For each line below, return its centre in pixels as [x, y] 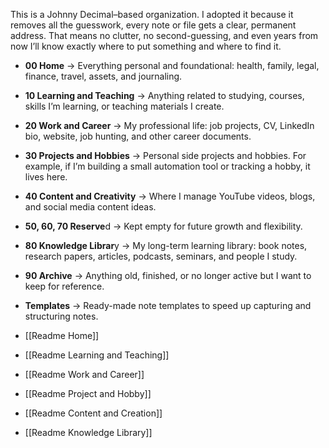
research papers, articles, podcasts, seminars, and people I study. [161, 256]
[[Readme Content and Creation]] [93, 413]
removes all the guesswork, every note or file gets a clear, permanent [153, 25]
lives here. [46, 177]
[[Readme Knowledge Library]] [88, 432]
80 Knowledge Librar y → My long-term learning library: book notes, [166, 245]
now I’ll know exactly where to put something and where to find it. [146, 46]
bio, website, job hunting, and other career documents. [138, 136]
